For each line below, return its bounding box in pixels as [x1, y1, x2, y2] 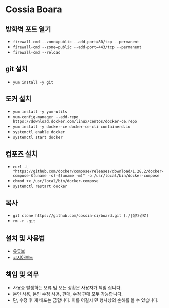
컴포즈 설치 [5, 150, 38, 159]
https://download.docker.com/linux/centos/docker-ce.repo [12, 119, 137, 124]
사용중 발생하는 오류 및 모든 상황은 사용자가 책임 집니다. [12, 284, 122, 290]
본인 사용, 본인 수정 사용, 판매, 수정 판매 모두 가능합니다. [12, 291, 123, 297]
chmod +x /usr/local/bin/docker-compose [12, 179, 99, 184]
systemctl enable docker [12, 129, 65, 134]
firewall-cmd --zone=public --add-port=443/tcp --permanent [12, 45, 142, 50]
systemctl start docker [12, 135, 63, 140]
